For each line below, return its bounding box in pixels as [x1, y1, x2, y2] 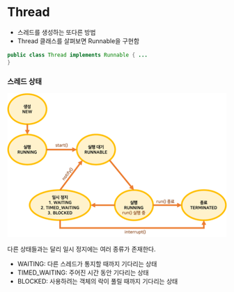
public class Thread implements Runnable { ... [7, 51, 148, 58]
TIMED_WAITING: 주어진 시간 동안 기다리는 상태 [17, 268, 149, 277]
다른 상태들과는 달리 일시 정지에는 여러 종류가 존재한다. [7, 245, 156, 253]
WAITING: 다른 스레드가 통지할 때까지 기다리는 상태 [17, 259, 157, 268]
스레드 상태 [7, 76, 42, 86]
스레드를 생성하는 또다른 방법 [17, 28, 96, 36]
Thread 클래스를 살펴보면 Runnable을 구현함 [17, 36, 140, 45]
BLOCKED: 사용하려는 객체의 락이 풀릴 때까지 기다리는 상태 [17, 277, 178, 285]
